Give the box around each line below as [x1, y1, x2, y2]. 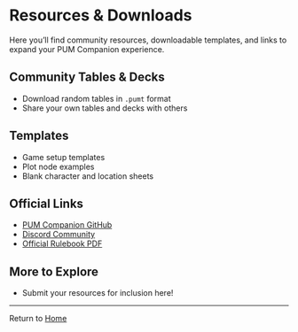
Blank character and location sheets [21, 170, 154, 181]
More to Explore [9, 264, 99, 279]
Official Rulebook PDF [21, 238, 103, 249]
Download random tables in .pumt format [21, 93, 171, 104]
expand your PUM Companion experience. [9, 43, 165, 54]
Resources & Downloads [9, 5, 192, 26]
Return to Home [9, 313, 67, 324]
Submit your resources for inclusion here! [21, 288, 174, 298]
